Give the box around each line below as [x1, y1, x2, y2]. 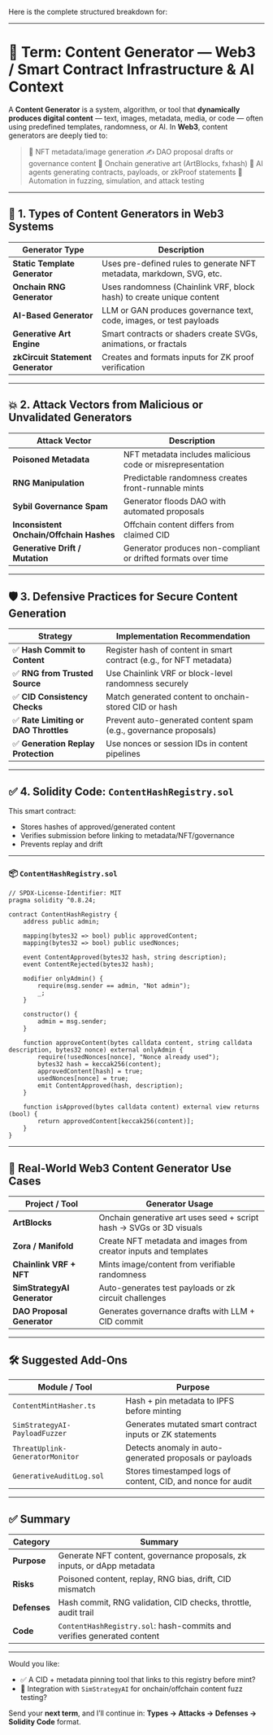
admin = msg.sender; [37, 1017, 107, 1026]
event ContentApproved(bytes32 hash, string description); [23, 953, 227, 962]
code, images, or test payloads [101, 314, 219, 326]
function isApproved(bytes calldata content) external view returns [23, 1103, 260, 1111]
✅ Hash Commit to [12, 644, 86, 656]
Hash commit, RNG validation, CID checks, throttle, [58, 1597, 252, 1608]
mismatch [58, 1583, 96, 1595]
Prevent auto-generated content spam [105, 714, 253, 726]
